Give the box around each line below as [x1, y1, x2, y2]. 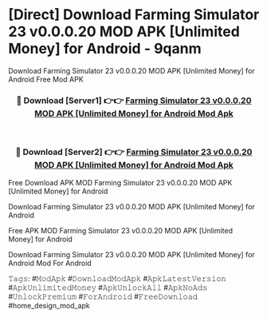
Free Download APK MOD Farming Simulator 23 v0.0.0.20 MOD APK [8, 177, 233, 187]
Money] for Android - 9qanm [8, 40, 202, 58]
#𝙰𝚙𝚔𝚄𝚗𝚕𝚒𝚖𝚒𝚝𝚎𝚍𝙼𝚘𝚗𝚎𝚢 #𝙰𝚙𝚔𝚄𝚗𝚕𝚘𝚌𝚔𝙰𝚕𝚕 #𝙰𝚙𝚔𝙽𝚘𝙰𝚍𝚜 [8, 282, 208, 292]
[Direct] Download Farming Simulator [8, 6, 260, 24]
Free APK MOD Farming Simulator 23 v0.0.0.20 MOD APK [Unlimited [8, 225, 234, 235]
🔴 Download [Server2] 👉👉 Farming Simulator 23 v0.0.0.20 [15, 146, 253, 157]
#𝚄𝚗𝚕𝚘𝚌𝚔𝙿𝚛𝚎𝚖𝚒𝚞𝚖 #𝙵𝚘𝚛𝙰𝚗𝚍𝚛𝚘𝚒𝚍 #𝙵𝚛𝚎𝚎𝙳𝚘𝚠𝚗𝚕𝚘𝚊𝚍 [8, 292, 198, 301]
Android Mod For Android [8, 258, 92, 268]
